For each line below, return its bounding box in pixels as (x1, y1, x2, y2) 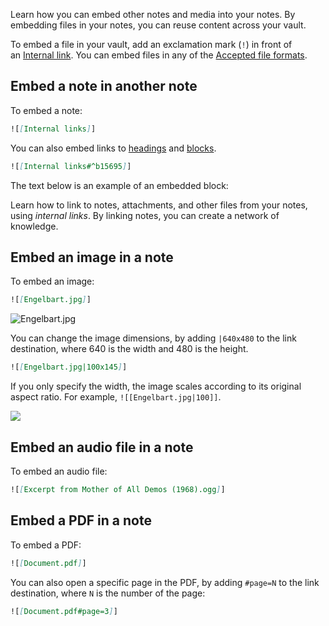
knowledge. (10, 220, 59, 232)
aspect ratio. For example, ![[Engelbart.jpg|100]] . (10, 391, 222, 403)
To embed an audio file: (10, 465, 108, 477)
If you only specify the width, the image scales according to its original (10, 380, 302, 393)
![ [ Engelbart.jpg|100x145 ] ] (10, 362, 128, 373)
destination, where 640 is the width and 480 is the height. (10, 343, 249, 355)
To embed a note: (10, 104, 83, 116)
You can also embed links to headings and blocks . (10, 142, 217, 154)
